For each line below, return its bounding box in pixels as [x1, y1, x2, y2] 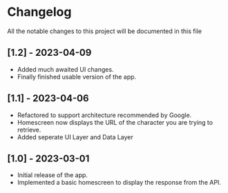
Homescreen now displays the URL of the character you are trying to [17, 118, 213, 126]
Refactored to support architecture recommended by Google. [17, 111, 192, 119]
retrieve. [17, 125, 41, 134]
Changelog [7, 4, 72, 20]
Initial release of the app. [17, 171, 88, 179]
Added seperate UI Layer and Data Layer [17, 132, 133, 141]
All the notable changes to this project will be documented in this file [7, 27, 202, 35]
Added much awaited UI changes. [17, 65, 114, 73]
